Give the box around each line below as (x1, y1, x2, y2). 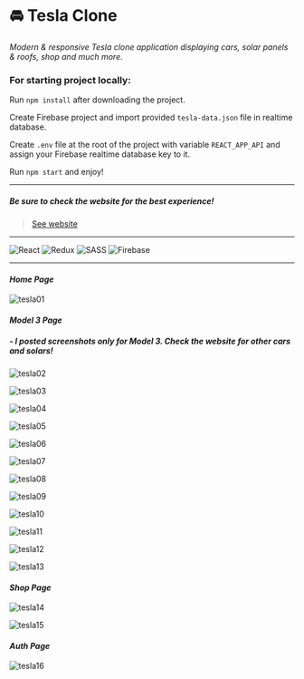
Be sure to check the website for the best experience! (9, 195, 214, 207)
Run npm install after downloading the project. (9, 94, 185, 105)
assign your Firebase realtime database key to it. (9, 149, 191, 160)
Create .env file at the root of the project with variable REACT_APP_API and (9, 140, 280, 150)
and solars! (9, 344, 54, 356)
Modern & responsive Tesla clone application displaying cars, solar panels (9, 41, 289, 53)
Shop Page (9, 582, 52, 593)
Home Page (9, 274, 54, 285)
